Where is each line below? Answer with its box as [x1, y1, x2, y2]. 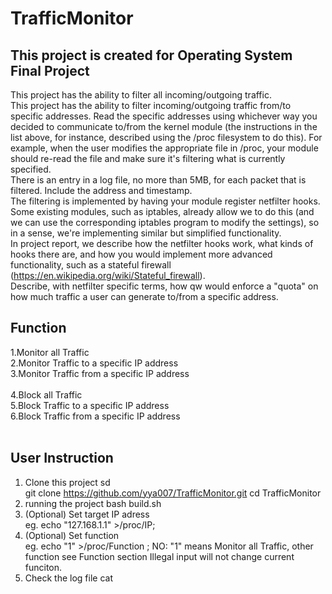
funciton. [24, 561, 63, 573]
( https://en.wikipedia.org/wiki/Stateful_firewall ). [10, 270, 206, 281]
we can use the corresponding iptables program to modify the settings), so [10, 217, 320, 228]
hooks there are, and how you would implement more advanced [10, 248, 273, 260]
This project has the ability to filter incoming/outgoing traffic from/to [10, 100, 292, 111]
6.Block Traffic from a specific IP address [10, 410, 181, 422]
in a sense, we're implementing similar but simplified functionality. [10, 227, 282, 239]
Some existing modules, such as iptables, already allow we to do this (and [10, 206, 315, 217]
